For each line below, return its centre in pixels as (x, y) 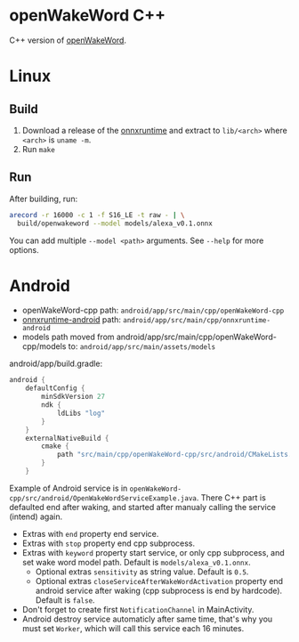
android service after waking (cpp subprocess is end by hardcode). (159, 590)
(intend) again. (36, 516)
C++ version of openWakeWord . (68, 40)
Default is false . (65, 600)
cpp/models (44, 346)
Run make (38, 149)
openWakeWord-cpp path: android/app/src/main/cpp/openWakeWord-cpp (153, 310)
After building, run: (44, 199)
